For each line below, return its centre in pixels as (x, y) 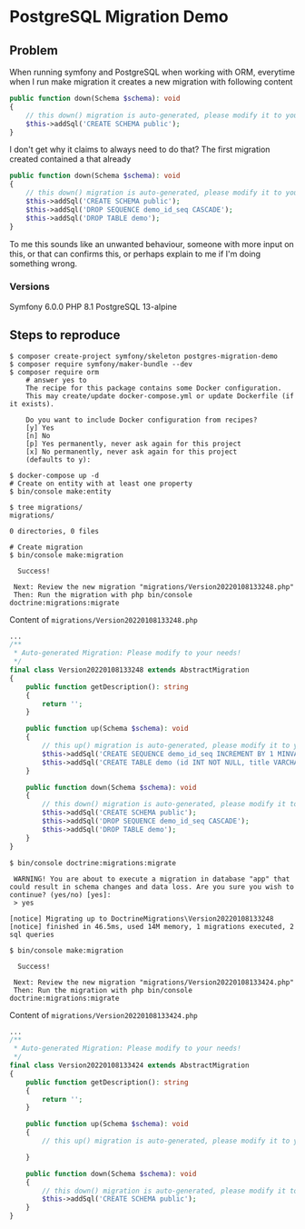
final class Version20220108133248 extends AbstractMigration (129, 670)
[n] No (38, 435)
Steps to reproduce (65, 335)
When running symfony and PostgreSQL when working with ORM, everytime (152, 72)
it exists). (32, 404)
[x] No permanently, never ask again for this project (132, 452)
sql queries (32, 934)
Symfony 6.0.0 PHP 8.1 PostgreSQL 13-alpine (93, 306)
